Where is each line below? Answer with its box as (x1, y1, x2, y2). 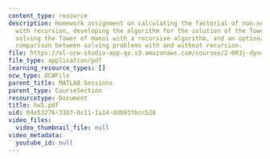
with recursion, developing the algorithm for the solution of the (15, 26, 247, 35)
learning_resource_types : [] (8, 64, 106, 72)
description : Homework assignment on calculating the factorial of (8, 19, 239, 27)
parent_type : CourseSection (8, 86, 103, 95)
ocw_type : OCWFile (8, 71, 70, 79)
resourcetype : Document (8, 94, 88, 102)
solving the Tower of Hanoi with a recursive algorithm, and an (15, 34, 235, 43)
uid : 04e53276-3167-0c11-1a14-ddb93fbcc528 (8, 109, 157, 117)
